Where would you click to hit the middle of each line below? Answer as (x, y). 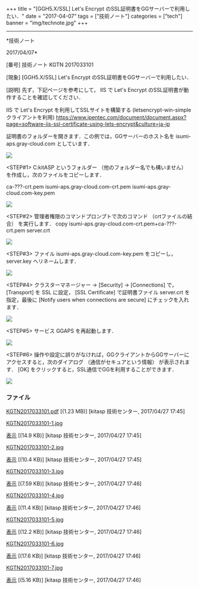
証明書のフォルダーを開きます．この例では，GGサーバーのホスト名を (90, 136)
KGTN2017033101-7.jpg (35, 568)
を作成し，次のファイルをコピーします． (55, 175)
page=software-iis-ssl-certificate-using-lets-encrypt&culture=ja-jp (88, 124)
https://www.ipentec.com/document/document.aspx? (121, 117)
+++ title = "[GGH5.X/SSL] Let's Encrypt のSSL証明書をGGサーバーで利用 (96, 9)
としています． (75, 144)
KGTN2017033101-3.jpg (35, 472)
